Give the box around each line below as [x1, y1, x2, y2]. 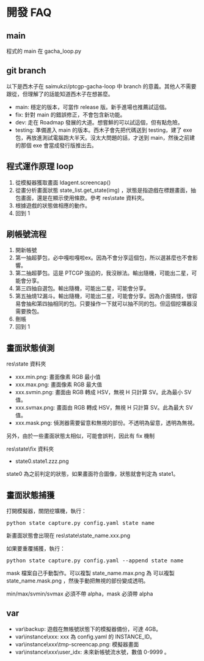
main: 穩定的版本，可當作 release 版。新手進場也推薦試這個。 [15, 103, 170, 110]
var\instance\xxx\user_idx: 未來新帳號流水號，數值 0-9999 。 [15, 648, 170, 655]
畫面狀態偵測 [6, 343, 55, 353]
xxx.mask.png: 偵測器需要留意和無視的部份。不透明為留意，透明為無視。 [15, 419, 199, 427]
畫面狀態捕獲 [6, 490, 55, 500]
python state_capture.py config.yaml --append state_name [6, 557, 184, 564]
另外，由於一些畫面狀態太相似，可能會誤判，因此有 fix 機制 [6, 432, 155, 440]
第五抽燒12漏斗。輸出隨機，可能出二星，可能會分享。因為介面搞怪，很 [15, 292, 192, 300]
